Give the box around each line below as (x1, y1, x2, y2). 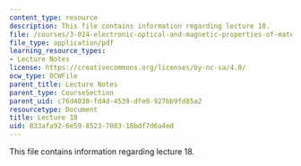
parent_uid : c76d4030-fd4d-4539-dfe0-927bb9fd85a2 (9, 96, 202, 106)
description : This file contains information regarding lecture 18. (9, 22, 271, 31)
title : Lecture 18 (9, 113, 78, 122)
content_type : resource (9, 13, 99, 22)
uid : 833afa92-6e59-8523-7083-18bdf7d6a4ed (9, 122, 175, 131)
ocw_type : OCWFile (9, 72, 78, 81)
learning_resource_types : (9, 47, 106, 56)
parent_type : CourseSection (9, 88, 115, 97)
